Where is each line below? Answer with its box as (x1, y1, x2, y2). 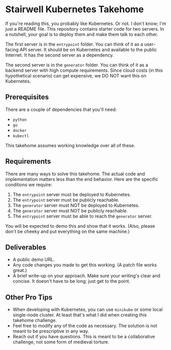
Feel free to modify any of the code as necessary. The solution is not (12, 322, 157, 329)
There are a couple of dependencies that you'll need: (5, 106, 117, 113)
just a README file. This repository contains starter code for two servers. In (5, 25, 164, 32)
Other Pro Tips (5, 293, 53, 302)
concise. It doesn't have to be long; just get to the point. (12, 278, 131, 284)
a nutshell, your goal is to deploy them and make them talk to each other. (5, 31, 158, 37)
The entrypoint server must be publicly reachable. (12, 197, 119, 203)
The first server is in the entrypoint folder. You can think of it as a (5, 41, 143, 47)
